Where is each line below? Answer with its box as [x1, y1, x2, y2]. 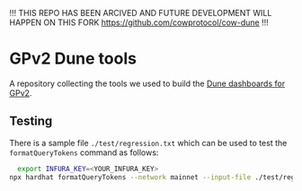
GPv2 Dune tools [9, 48, 138, 69]
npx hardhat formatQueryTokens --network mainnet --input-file [9, 172, 252, 182]
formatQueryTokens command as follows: [9, 147, 159, 158]
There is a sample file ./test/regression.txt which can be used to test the [9, 137, 288, 148]
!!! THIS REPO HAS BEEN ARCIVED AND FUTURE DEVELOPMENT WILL [9, 8, 272, 18]
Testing [9, 114, 53, 129]
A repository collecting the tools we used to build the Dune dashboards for [9, 78, 286, 89]
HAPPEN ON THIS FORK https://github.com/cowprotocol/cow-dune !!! [9, 17, 270, 28]
